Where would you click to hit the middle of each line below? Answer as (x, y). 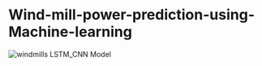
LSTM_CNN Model (81, 54)
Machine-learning (70, 32)
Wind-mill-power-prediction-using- (132, 15)
